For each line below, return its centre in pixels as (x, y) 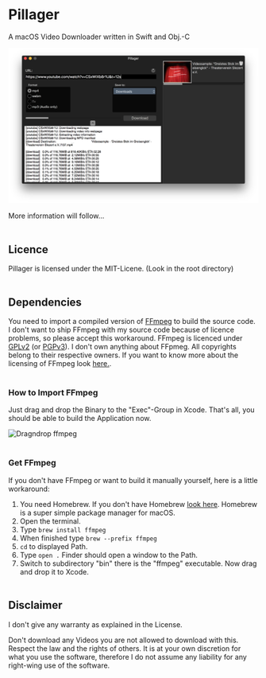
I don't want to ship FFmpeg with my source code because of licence (121, 330)
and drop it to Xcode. (54, 571)
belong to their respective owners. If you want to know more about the (123, 355)
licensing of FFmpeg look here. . (60, 364)
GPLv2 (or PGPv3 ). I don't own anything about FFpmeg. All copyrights (122, 347)
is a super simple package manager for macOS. (98, 512)
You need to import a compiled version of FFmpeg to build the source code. (132, 321)
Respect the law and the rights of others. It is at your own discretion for (125, 648)
